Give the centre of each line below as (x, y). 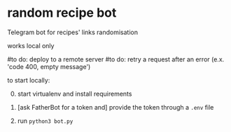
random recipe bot (62, 13)
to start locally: (29, 80)
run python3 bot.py (45, 121)
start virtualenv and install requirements (75, 94)
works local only (31, 45)
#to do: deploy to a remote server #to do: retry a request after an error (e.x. (116, 59)
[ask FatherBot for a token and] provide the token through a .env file (115, 107)
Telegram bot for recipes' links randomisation (73, 32)
